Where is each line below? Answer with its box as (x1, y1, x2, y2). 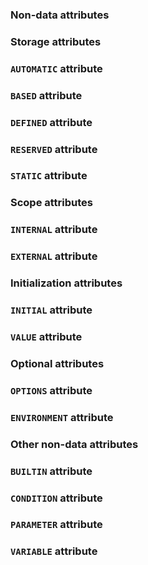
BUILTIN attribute (10, 464, 93, 478)
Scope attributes (10, 196, 94, 210)
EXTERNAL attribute (10, 249, 98, 263)
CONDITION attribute (10, 491, 103, 505)
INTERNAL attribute (10, 223, 98, 237)
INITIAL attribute (10, 303, 93, 317)
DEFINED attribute (10, 115, 93, 129)
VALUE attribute (10, 329, 83, 343)
